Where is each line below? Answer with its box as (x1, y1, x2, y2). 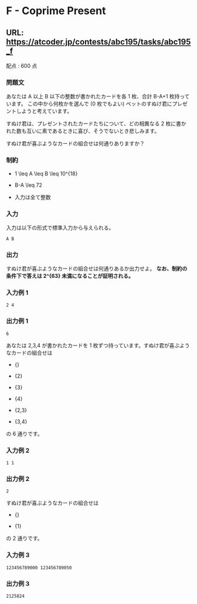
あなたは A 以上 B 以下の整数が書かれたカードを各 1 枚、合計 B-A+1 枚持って (6, 93, 190, 100)
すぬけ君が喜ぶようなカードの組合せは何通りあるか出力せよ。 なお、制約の (6, 265, 188, 272)
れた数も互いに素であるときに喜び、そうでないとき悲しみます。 (6, 128, 160, 135)
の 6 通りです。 (6, 430, 43, 437)
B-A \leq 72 (14, 181, 43, 188)
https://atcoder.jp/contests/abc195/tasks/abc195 (6, 36, 191, 47)
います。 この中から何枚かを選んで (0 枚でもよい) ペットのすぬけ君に (6, 100, 172, 107)
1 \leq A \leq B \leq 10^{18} (14, 170, 78, 177)
